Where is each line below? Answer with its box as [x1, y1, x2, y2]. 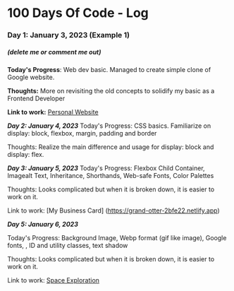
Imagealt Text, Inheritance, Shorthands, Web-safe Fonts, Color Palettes [7, 172, 214, 180]
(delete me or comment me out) [7, 47, 101, 56]
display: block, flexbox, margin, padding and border [7, 129, 157, 138]
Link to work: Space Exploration [7, 276, 100, 285]
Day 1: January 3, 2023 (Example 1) [7, 30, 130, 40]
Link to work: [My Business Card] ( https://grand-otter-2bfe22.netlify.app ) [7, 206, 220, 215]
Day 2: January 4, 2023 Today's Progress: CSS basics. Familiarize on [7, 121, 211, 130]
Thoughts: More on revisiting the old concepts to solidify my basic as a [7, 87, 215, 95]
